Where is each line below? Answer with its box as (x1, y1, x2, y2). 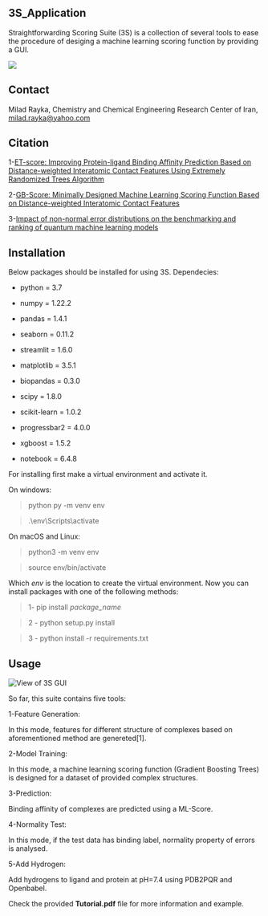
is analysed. (8, 844, 48, 853)
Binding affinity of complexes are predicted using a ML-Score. (8, 804, 213, 814)
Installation (8, 246, 66, 259)
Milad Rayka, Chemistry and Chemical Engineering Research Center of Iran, (8, 104, 258, 114)
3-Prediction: (8, 788, 52, 798)
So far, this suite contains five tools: (8, 694, 127, 703)
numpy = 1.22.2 (19, 299, 72, 308)
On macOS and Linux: (8, 531, 80, 541)
